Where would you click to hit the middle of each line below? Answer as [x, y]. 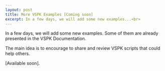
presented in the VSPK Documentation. [46, 38]
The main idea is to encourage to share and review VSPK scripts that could [83, 48]
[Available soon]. [23, 63]
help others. [18, 53]
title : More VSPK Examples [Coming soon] [49, 14]
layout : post [19, 10]
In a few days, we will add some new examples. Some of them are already [82, 33]
